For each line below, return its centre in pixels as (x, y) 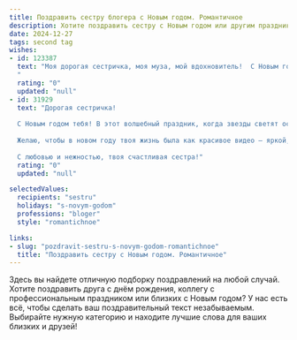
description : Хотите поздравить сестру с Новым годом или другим (132, 26)
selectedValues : (39, 189)
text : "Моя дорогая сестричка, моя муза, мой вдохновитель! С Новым (148, 67)
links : (21, 238)
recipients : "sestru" (57, 198)
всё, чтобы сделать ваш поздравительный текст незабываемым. (132, 308)
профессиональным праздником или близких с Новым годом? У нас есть (148, 298)
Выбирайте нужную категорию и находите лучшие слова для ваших (138, 317)
